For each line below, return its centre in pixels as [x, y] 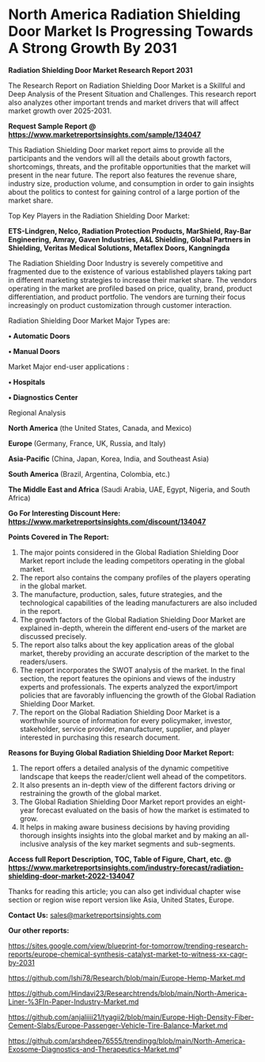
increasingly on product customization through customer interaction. [120, 305]
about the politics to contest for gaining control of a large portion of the [124, 192]
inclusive [34, 843]
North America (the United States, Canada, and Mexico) [100, 428]
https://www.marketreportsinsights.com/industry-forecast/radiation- [126, 867]
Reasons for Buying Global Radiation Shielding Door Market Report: [121, 752]
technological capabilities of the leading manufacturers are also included [138, 603]
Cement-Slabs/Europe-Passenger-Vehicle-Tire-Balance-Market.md [118, 1025]
